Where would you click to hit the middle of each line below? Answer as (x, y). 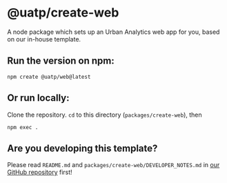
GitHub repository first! (40, 172)
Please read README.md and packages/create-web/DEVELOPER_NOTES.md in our (113, 165)
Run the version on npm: (61, 61)
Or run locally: (38, 98)
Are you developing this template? (82, 148)
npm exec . (23, 127)
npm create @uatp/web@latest (49, 77)
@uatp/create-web (63, 13)
